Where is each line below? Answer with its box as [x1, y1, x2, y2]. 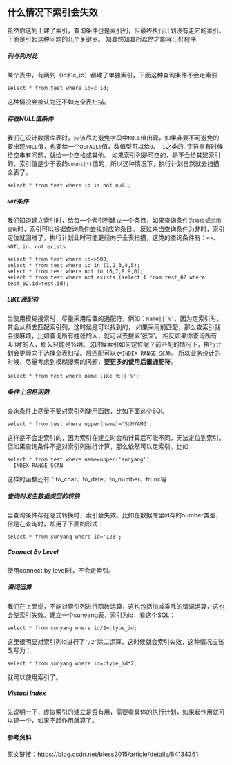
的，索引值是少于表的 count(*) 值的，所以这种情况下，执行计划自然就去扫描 [7, 159, 220, 167]
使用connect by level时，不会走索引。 [7, 566, 115, 574]
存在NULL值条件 [7, 115, 54, 123]
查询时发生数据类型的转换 [7, 492, 80, 500]
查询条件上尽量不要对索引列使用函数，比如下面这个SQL [7, 407, 164, 415]
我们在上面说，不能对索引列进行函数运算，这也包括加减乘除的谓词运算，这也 [7, 602, 225, 610]
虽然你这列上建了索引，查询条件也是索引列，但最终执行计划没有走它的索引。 [7, 26, 225, 35]
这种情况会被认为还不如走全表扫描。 [7, 98, 110, 106]
